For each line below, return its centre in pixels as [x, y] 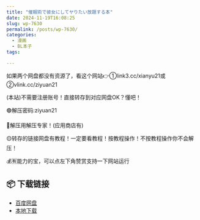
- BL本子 [22, 47]
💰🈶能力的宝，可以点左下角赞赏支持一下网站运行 [68, 161]
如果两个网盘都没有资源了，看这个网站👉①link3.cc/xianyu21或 [86, 76]
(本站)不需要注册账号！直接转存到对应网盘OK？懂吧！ [74, 97]
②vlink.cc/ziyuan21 [32, 84]
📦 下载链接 [28, 184]
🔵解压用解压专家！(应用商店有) [45, 125]
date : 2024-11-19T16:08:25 [41, 18]
